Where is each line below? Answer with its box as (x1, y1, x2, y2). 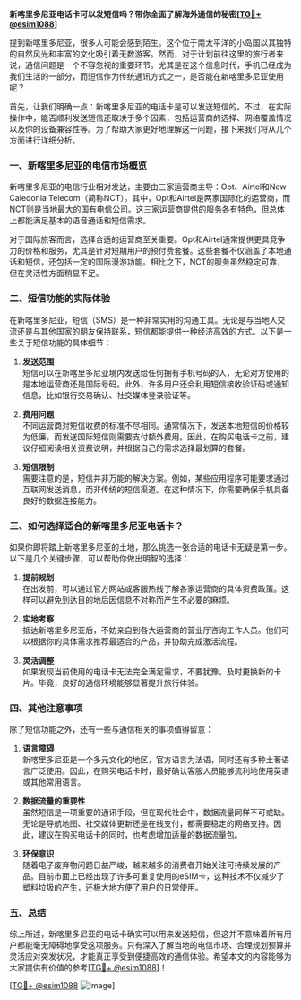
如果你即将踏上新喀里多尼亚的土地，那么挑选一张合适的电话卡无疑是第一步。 (9, 542, 292, 552)
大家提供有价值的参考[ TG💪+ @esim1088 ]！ (9, 962, 168, 973)
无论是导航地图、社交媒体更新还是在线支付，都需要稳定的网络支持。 (21, 818, 274, 829)
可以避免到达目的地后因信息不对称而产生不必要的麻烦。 (30, 594, 235, 604)
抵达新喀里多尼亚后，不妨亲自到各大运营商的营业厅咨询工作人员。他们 (21, 624, 282, 635)
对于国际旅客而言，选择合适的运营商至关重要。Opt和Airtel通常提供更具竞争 (9, 234, 286, 245)
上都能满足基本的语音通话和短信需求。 (9, 215, 150, 226)
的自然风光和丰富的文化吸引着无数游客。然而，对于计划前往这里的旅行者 (9, 48, 276, 59)
